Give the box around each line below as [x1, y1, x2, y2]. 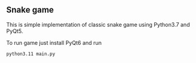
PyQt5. [6, 27, 24, 35]
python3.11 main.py [6, 51, 56, 57]
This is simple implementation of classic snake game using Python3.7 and [6, 21, 191, 28]
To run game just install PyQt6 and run [6, 39, 102, 46]
